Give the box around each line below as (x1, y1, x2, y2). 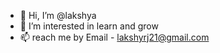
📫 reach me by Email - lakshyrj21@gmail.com (19, 31, 210, 43)
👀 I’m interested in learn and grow (19, 20, 159, 32)
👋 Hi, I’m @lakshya (19, 10, 97, 21)
